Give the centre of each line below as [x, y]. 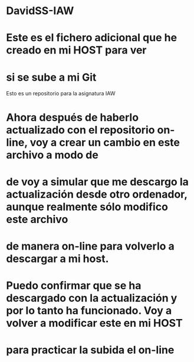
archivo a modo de [52, 155]
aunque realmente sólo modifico [87, 207]
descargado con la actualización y [92, 298]
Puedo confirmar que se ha [74, 286]
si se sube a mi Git [51, 77]
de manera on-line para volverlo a [91, 246]
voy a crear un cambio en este [105, 142]
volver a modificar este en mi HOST [94, 323]
